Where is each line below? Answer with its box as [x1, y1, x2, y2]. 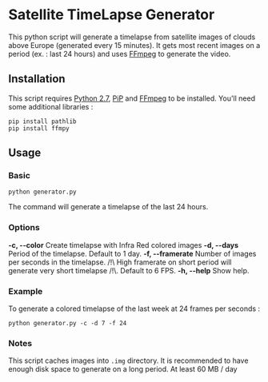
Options [8, 222, 40, 233]
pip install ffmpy [8, 124, 70, 133]
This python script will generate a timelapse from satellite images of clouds [8, 32, 256, 42]
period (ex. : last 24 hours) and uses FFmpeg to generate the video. [8, 49, 231, 58]
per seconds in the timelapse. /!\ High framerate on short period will [8, 257, 232, 267]
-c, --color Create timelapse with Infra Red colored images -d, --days [8, 240, 238, 249]
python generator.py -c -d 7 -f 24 [8, 320, 127, 328]
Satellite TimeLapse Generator [8, 6, 215, 24]
